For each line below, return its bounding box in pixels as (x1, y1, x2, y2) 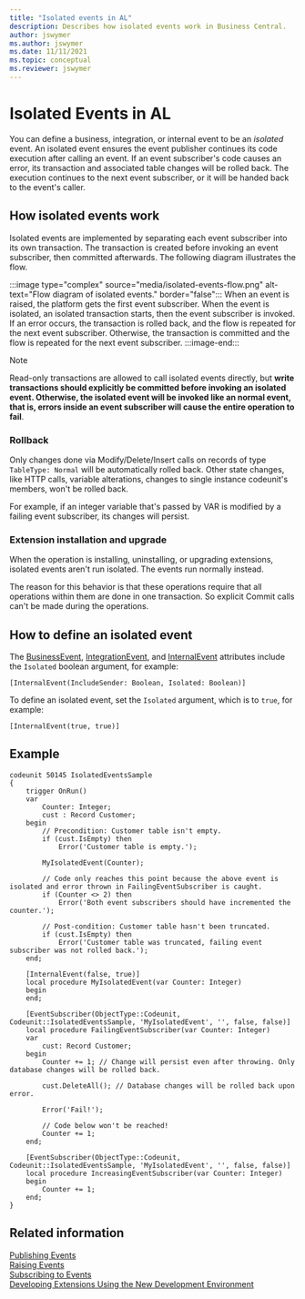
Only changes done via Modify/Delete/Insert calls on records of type (9, 454, 267, 465)
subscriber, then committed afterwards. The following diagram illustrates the (9, 251, 297, 262)
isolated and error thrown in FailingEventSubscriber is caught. (9, 882, 262, 891)
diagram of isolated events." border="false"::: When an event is (52, 289, 290, 299)
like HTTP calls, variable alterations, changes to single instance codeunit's (9, 473, 289, 484)
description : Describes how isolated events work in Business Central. (9, 22, 287, 31)
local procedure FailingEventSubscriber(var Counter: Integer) (25, 1025, 271, 1034)
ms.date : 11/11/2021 (9, 47, 88, 56)
